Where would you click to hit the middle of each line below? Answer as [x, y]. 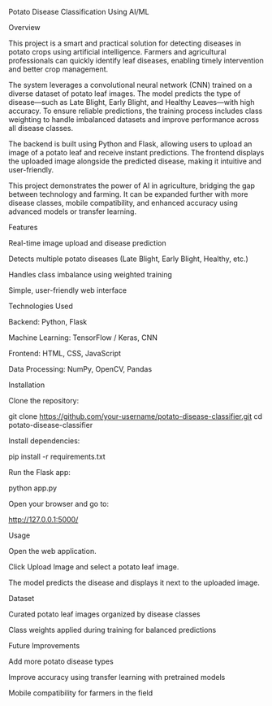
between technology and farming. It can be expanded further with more [129, 194]
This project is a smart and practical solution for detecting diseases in [125, 43]
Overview [24, 27]
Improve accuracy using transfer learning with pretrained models [117, 677]
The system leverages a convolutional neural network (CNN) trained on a [130, 85]
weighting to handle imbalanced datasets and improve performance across [134, 120]
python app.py [33, 488]
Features [23, 227]
